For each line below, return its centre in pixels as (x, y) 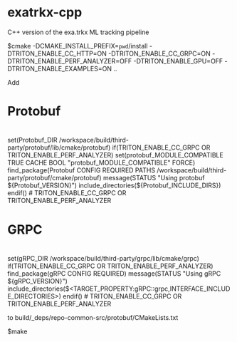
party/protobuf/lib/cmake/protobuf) (59, 147)
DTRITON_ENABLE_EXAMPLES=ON (60, 68)
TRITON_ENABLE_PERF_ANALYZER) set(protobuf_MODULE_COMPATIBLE (116, 155)
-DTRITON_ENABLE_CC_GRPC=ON (159, 53)
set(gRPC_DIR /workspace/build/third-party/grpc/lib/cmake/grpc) (103, 258)
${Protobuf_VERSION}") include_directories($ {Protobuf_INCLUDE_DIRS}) (114, 185)
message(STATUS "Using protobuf (154, 178)
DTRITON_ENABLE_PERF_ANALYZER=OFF (70, 61)
